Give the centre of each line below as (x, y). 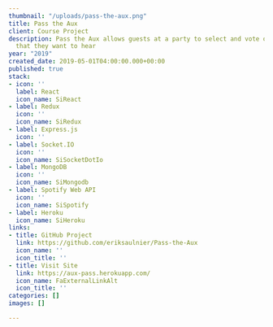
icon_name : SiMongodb (52, 183)
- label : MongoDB (38, 168)
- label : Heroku (36, 212)
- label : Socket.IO (41, 144)
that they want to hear (56, 46)
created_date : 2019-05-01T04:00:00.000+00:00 (87, 62)
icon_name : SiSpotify (52, 205)
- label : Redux (34, 107)
